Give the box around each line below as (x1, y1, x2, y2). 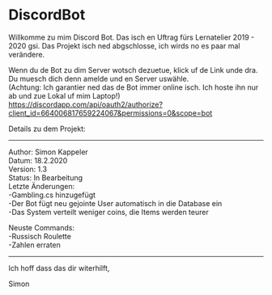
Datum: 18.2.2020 (8, 155, 68, 165)
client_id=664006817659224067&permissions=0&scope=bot (8, 107, 213, 118)
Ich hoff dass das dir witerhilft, (8, 263, 110, 272)
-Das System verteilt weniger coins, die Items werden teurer (8, 207, 209, 217)
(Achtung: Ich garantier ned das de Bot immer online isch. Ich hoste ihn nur (8, 82, 259, 92)
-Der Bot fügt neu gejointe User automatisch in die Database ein (8, 198, 223, 208)
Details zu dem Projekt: (8, 124, 86, 133)
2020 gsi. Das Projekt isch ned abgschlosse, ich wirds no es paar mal (8, 40, 240, 50)
